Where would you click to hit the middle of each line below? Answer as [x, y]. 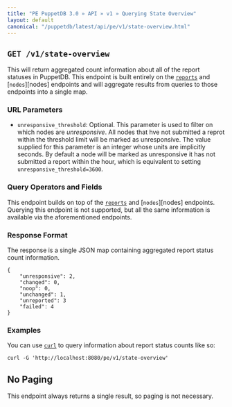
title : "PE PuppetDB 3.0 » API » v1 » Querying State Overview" [102, 14]
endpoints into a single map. [47, 92]
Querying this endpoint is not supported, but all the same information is [109, 210]
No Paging [30, 379]
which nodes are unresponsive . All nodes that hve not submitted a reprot [121, 132]
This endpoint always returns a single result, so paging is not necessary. [110, 396]
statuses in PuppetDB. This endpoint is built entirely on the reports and [109, 77]
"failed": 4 [37, 307]
